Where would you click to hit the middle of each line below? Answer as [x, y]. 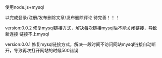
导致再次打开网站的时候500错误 [46, 50]
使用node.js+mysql [25, 7]
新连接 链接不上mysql [27, 34]
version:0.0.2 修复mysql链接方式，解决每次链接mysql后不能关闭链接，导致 [81, 28]
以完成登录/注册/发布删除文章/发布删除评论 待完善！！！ [62, 18]
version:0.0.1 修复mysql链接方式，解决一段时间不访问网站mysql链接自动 [79, 44]
